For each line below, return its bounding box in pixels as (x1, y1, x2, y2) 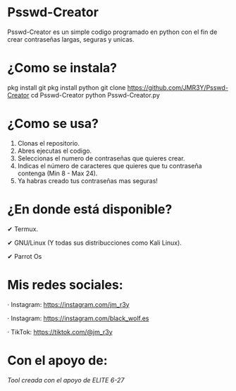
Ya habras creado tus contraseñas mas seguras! (17, 176, 159, 185)
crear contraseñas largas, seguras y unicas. (7, 35, 135, 43)
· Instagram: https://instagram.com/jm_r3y (7, 300, 130, 308)
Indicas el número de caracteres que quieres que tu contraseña (17, 161, 202, 170)
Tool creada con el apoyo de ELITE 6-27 (7, 375, 125, 384)
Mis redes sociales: (7, 276, 123, 293)
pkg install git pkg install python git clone (7, 83, 126, 92)
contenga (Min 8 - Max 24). (17, 169, 98, 177)
